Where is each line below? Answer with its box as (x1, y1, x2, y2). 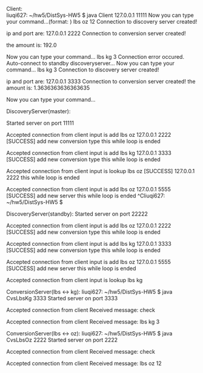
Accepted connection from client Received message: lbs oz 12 (6, 360, 162, 367)
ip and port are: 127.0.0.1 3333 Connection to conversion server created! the (6, 78, 196, 85)
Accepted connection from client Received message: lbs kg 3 (6, 318, 160, 325)
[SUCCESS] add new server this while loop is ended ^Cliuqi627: (6, 192, 165, 199)
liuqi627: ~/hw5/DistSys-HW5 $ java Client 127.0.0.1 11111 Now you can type (6, 12, 194, 19)
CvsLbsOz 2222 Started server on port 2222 (6, 336, 118, 343)
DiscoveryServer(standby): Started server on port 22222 (6, 210, 148, 217)
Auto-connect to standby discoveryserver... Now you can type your (6, 60, 175, 67)
